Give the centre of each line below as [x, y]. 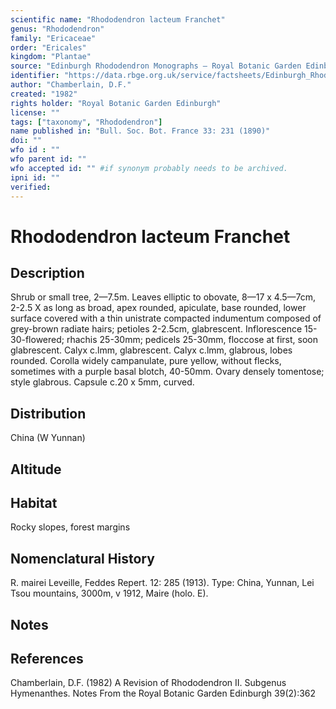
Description [47, 272]
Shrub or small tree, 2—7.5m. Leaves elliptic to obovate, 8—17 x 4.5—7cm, [163, 297]
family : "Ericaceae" [53, 38]
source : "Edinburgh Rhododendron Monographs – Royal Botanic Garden [156, 66]
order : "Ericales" [48, 47]
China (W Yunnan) [48, 438]
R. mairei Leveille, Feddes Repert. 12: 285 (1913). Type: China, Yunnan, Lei [162, 583]
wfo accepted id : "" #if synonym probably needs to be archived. [149, 168]
